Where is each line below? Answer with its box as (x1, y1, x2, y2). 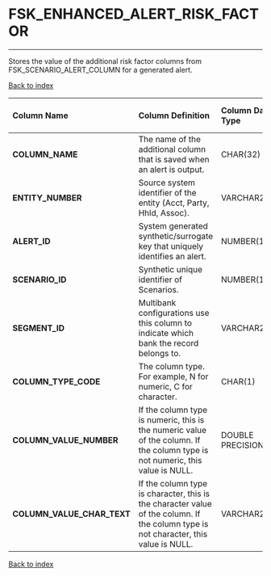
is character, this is (138, 488, 210, 499)
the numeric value (138, 424, 207, 435)
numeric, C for (138, 380, 194, 392)
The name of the (138, 133, 202, 145)
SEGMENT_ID (12, 322, 65, 334)
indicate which (138, 327, 194, 338)
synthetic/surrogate (138, 230, 214, 242)
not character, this (138, 528, 208, 540)
